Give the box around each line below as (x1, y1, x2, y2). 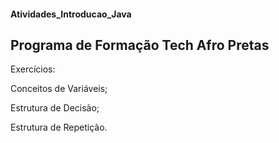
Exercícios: (10, 63, 56, 75)
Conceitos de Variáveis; (10, 83, 108, 95)
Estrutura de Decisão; (10, 102, 100, 114)
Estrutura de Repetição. (10, 121, 108, 134)
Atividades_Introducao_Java (10, 8, 132, 20)
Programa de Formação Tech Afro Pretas (10, 36, 270, 54)
